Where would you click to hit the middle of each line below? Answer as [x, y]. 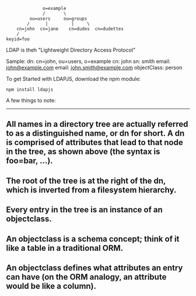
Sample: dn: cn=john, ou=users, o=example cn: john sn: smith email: [88, 61]
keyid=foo [18, 39]
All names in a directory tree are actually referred [97, 124]
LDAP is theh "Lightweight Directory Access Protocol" [71, 50]
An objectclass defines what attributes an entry [94, 268]
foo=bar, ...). [30, 161]
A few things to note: [31, 100]
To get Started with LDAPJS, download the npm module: [73, 79]
